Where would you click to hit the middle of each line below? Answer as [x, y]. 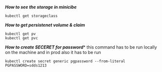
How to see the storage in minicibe [41, 7]
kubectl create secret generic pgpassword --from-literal [65, 61]
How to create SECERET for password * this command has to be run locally [81, 47]
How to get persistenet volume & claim [45, 25]
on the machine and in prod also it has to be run [53, 52]
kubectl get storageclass [31, 16]
